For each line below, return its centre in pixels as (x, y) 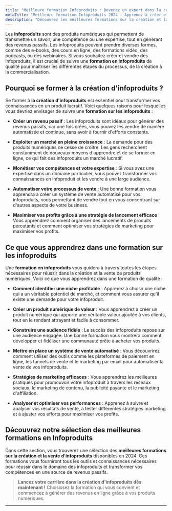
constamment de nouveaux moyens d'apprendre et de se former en (84, 153)
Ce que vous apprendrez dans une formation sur (84, 248)
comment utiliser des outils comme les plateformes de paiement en (84, 356)
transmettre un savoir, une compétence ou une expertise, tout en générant (84, 39)
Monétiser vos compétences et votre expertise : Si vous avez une (83, 168)
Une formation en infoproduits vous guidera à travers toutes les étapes (81, 268)
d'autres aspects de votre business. (50, 205)
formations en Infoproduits (49, 438)
